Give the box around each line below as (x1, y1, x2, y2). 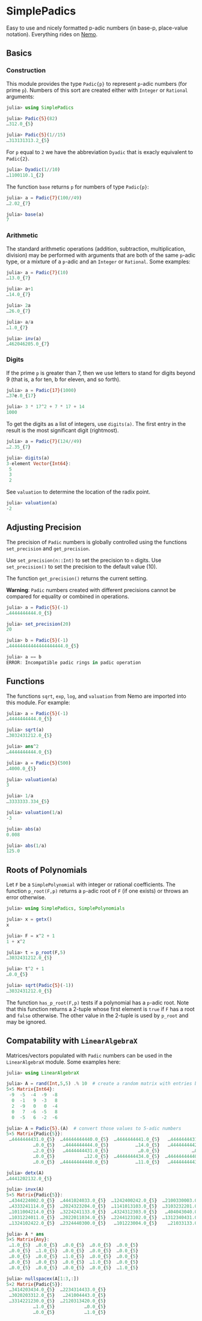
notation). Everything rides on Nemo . (6, 30, 98, 37)
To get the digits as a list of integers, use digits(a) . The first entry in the (6, 420, 186, 428)
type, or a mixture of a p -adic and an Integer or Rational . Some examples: (6, 258, 191, 265)
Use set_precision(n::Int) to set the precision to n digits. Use (6, 556, 162, 564)
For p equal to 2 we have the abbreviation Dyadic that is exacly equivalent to (6, 149, 194, 155)
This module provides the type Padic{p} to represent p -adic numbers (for (6, 80, 188, 87)
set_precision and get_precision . (6, 545, 90, 552)
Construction (6, 66, 46, 75)
